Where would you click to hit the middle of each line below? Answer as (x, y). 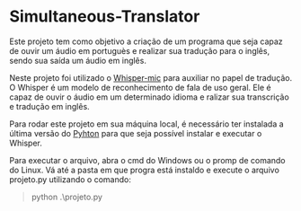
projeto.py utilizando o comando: (71, 179)
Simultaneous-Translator (105, 17)
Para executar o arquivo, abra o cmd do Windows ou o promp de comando (147, 160)
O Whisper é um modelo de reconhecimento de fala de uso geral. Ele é (140, 87)
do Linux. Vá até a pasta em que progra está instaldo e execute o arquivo (145, 170)
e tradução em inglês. (49, 106)
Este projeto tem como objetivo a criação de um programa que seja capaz (146, 41)
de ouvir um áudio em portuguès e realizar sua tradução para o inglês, (140, 50)
